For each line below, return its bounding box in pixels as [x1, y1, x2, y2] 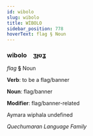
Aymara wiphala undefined [7, 111, 73, 119]
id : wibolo [7, 8, 34, 15]
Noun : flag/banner [7, 88, 53, 95]
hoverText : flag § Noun [7, 31, 67, 37]
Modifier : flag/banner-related [7, 100, 80, 107]
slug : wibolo [7, 14, 40, 20]
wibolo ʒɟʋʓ [7, 51, 47, 60]
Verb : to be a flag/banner [7, 76, 70, 84]
